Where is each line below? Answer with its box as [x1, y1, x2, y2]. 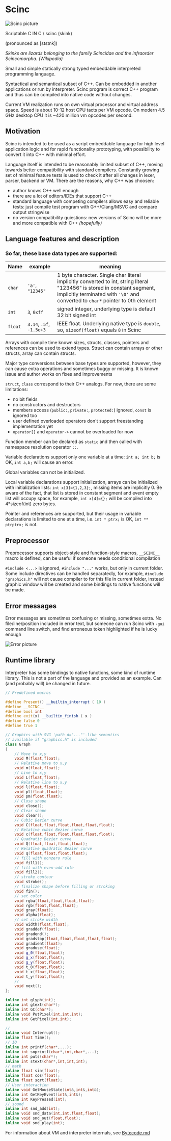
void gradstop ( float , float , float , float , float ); [14, 936, 117, 941]
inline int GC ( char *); [5, 1007, 53, 1012]
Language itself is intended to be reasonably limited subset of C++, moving [5, 161, 163, 167]
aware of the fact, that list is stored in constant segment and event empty [5, 490, 159, 496]
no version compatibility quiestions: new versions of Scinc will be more [12, 214, 162, 220]
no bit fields [12, 396, 38, 402]
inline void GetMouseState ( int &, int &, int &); [5, 1087, 101, 1092]
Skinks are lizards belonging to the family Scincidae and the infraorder [5, 50, 154, 56]
